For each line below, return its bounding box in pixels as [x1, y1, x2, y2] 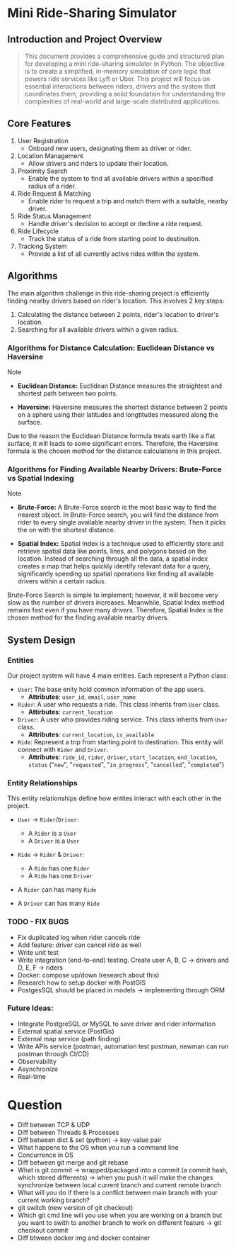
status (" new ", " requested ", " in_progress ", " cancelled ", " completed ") [28, 760, 225, 768]
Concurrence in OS [17, 1150, 74, 1159]
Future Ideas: [7, 1003, 54, 1013]
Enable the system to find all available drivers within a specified [28, 174, 213, 182]
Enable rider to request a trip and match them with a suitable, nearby [28, 196, 228, 205]
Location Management [17, 151, 83, 160]
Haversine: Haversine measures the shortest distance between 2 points [17, 403, 228, 411]
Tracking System [17, 242, 67, 250]
